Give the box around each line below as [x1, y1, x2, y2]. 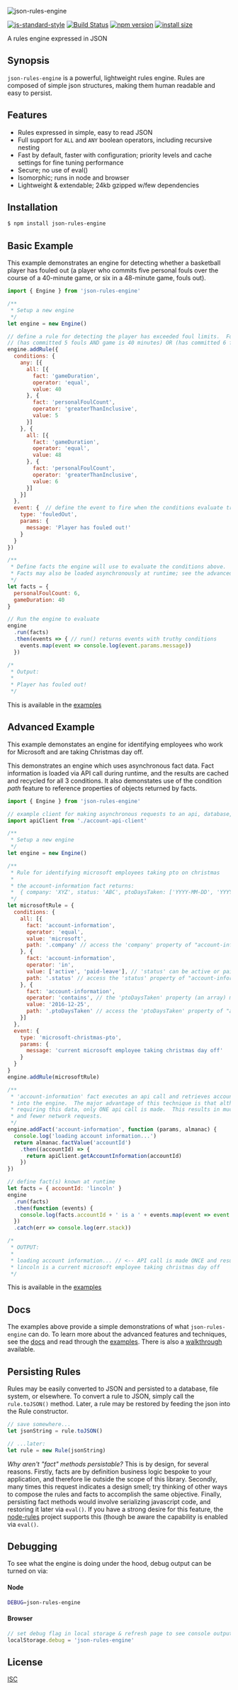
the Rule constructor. [7, 1407, 69, 1415]
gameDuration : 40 [13, 596, 65, 603]
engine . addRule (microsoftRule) [7, 1073, 100, 1081]
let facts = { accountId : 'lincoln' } [7, 1185, 122, 1192]
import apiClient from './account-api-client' [7, 817, 147, 824]
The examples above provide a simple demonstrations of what [7, 1322, 189, 1331]
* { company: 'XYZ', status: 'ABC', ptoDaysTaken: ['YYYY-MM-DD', [10, 889, 214, 896]
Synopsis [7, 55, 50, 67]
